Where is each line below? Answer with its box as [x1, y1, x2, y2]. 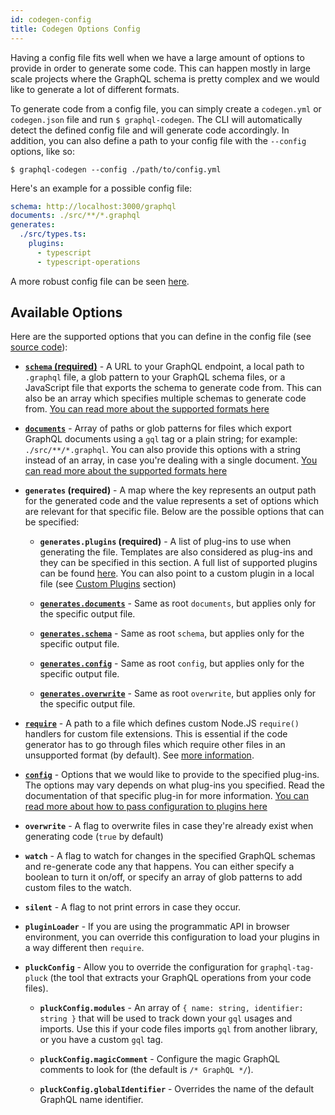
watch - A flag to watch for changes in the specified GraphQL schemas [24, 850, 316, 862]
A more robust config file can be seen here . [10, 275, 190, 287]
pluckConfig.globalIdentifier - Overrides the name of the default [39, 1083, 315, 1095]
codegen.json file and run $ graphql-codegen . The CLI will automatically [10, 113, 303, 125]
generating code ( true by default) [24, 831, 164, 843]
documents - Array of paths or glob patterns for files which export [24, 422, 292, 435]
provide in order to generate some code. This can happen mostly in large [10, 62, 311, 74]
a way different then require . [24, 942, 145, 954]
